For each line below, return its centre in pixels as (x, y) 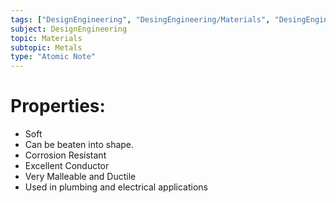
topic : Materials (46, 38)
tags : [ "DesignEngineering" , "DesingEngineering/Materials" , (140, 19)
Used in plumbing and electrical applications (116, 187)
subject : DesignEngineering (69, 29)
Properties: (58, 106)
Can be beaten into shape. (79, 145)
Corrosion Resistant (65, 155)
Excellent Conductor (67, 166)
